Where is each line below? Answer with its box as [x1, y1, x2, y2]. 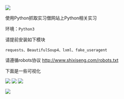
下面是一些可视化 [5, 68, 41, 74]
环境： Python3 [5, 26, 35, 31]
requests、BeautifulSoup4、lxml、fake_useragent [5, 48, 108, 53]
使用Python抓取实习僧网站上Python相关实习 [5, 15, 97, 21]
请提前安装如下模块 [5, 37, 46, 43]
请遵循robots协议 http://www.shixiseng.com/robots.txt [5, 57, 119, 63]
